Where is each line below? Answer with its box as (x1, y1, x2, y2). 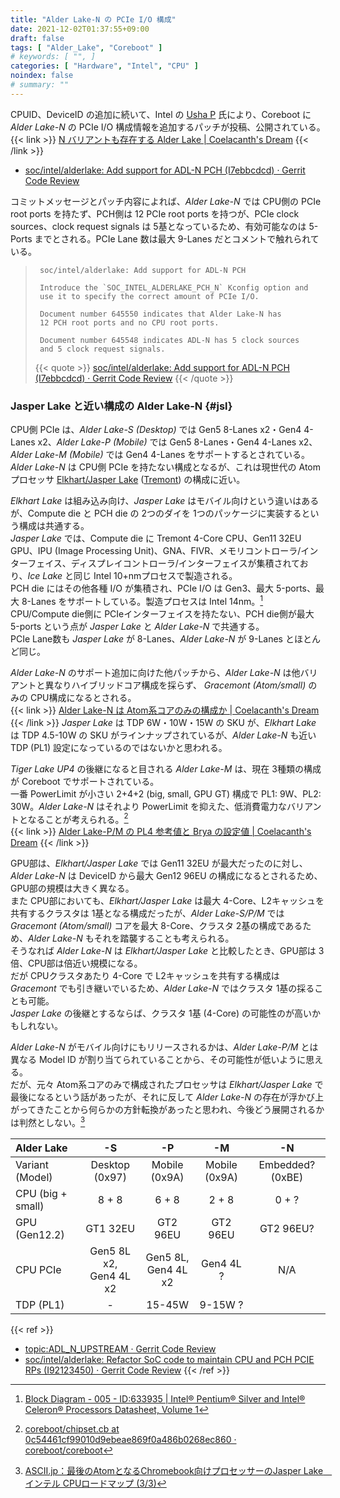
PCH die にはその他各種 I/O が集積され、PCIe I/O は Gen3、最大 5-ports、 (10, 582, 317, 595)
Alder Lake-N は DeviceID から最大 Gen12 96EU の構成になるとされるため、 (10, 870, 323, 882)
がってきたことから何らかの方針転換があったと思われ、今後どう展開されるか (10, 1104, 325, 1116)
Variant (15, 1158, 49, 1172)
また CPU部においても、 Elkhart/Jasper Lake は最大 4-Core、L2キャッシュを (10, 895, 325, 907)
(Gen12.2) (15, 1228, 65, 1242)
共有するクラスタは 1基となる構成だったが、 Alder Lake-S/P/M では (10, 907, 285, 920)
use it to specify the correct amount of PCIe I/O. (39, 291, 260, 301)
